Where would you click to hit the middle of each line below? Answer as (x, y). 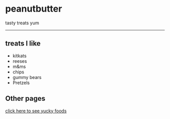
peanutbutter (34, 9)
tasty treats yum (22, 23)
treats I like (23, 44)
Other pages (25, 98)
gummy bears (27, 77)
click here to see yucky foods (36, 111)
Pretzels (21, 83)
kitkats (19, 56)
